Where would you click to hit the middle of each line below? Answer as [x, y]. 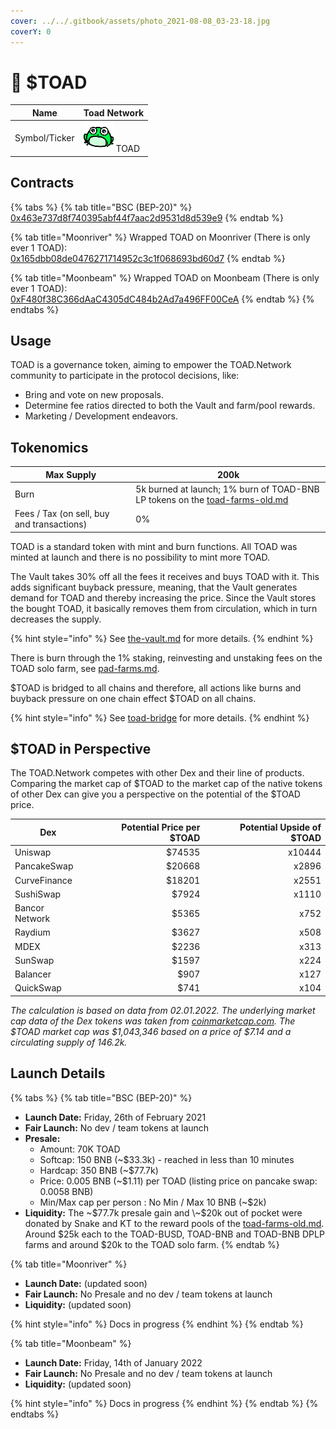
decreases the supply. [56, 619]
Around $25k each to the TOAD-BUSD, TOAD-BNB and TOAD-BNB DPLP [174, 1234]
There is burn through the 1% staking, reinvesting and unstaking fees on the [166, 657]
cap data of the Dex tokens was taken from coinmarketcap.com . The [153, 1021]
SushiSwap [38, 894]
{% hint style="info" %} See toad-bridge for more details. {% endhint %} [160, 717]
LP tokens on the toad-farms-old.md [212, 499]
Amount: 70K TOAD [80, 1149]
